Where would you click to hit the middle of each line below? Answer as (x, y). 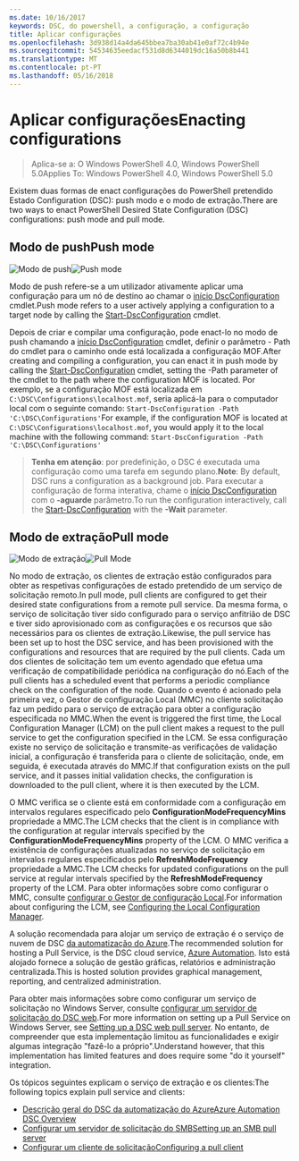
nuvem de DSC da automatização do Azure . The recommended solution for (146, 944)
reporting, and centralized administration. (85, 981)
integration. (30, 1065)
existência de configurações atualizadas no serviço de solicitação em (137, 850)
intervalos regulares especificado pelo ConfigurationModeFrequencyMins (148, 812)
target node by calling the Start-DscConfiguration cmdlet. (115, 315)
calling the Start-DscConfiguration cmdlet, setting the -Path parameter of (144, 370)
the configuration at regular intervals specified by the (107, 831)
